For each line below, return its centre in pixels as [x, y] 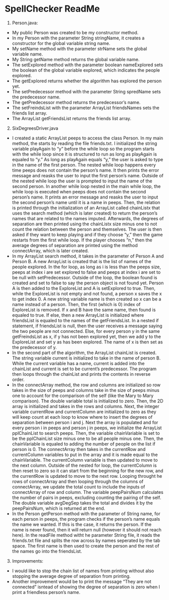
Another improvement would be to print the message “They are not [82, 581]
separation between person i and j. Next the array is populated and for [85, 422]
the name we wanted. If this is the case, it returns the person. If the [82, 524]
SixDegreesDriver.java [35, 128]
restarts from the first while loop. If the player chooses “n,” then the [82, 240]
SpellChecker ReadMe [52, 9]
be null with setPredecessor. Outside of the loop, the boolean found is [84, 277]
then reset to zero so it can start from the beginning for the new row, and [88, 471]
